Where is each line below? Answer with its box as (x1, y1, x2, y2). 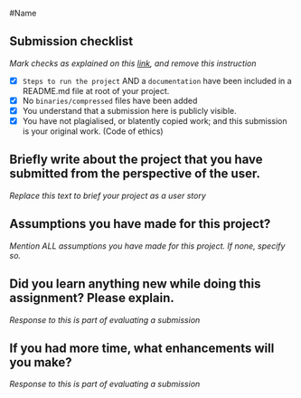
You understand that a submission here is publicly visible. (22, 105, 237, 116)
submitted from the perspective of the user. (9, 166, 260, 182)
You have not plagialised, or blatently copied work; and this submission (22, 116, 287, 126)
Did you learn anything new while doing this (9, 276, 261, 292)
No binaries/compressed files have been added (22, 95, 198, 106)
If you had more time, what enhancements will (9, 340, 275, 355)
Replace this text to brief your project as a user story (9, 190, 206, 201)
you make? (9, 355, 72, 370)
